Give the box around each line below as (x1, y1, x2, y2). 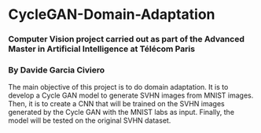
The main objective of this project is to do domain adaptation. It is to (8, 83, 229, 92)
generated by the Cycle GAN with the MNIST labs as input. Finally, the (8, 108, 234, 117)
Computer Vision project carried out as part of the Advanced (8, 34, 245, 45)
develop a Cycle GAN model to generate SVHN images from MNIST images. (8, 91, 254, 100)
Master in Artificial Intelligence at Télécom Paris (8, 43, 195, 54)
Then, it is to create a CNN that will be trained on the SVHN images (8, 99, 226, 109)
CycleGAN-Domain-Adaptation (8, 6, 215, 24)
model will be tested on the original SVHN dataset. (8, 116, 171, 125)
